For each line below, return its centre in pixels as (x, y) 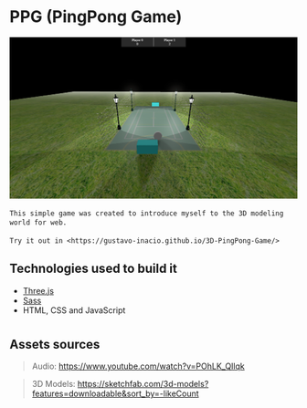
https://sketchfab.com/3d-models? (143, 384)
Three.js (38, 290)
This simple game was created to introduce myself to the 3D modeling (147, 213)
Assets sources (55, 344)
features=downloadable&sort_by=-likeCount (115, 393)
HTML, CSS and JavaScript (74, 310)
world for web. (38, 222)
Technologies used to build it (94, 269)
